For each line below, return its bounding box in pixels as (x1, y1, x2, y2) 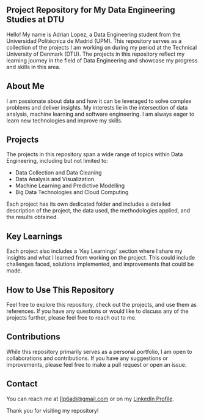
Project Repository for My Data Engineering (6, 5, 175, 15)
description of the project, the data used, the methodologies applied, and (6, 207, 191, 214)
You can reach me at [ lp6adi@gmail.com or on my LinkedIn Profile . (6, 395, 174, 402)
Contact (6, 379, 38, 389)
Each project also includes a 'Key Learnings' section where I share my (6, 247, 183, 255)
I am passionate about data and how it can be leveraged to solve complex (6, 97, 192, 105)
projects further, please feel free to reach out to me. (6, 314, 137, 321)
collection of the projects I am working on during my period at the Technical (6, 43, 197, 51)
